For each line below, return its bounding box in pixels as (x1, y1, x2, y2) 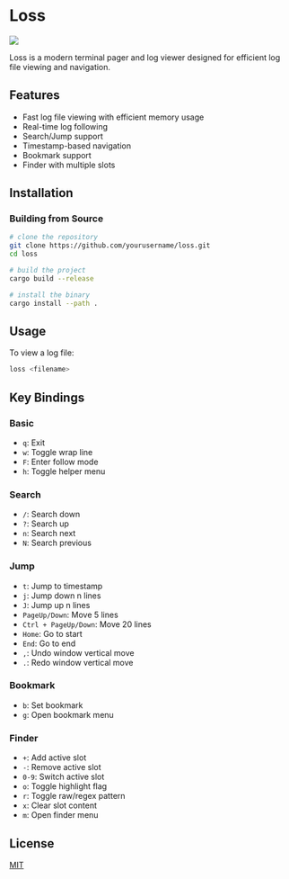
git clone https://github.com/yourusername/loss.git (9, 241, 211, 250)
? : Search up (22, 518, 70, 529)
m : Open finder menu (22, 810, 99, 821)
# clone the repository (9, 233, 99, 242)
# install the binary (9, 290, 91, 300)
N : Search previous (22, 537, 92, 549)
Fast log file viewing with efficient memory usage (22, 112, 205, 122)
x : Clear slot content (22, 800, 97, 811)
